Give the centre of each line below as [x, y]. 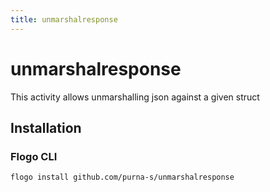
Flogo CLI [34, 156]
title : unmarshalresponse [64, 19]
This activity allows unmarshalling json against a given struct [135, 97]
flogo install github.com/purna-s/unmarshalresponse [122, 177]
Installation [46, 127]
